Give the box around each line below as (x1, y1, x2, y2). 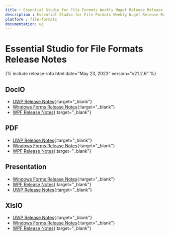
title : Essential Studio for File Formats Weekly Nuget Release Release (5, 7, 163, 13)
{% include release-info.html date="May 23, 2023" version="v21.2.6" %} (5, 71, 156, 77)
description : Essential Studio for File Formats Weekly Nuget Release (5, 12, 158, 17)
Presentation (5, 162, 47, 171)
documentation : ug (5, 21, 44, 27)
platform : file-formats (5, 17, 57, 22)
